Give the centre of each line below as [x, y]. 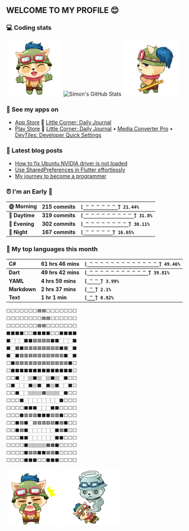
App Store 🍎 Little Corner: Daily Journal [63, 122]
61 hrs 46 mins [60, 264]
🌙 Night [18, 232]
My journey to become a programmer [61, 176]
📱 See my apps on [32, 109]
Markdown [22, 289]
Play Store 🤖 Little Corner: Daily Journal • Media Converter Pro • [94, 128]
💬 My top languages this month [52, 249]
